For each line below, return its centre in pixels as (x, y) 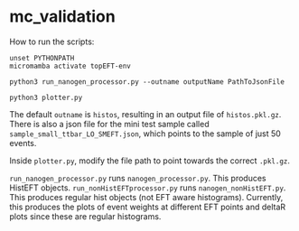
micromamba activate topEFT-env (70, 66)
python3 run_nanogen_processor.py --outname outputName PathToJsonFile (147, 82)
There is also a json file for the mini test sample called (109, 124)
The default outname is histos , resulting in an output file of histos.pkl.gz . (145, 114)
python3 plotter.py (46, 97)
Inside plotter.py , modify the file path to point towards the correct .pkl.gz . (150, 161)
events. (23, 143)
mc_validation (62, 17)
